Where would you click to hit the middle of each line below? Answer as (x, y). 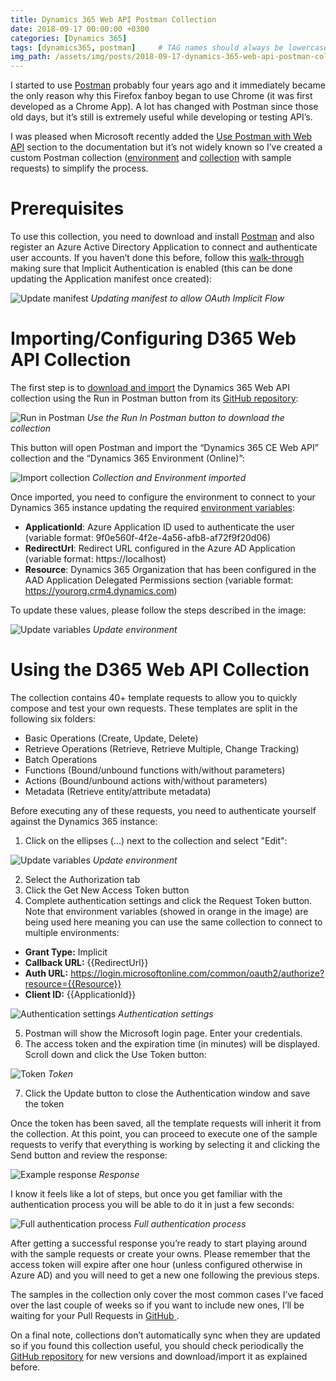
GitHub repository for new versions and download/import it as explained (159, 1356)
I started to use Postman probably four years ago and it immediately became (168, 85)
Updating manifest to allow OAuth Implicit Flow (187, 298)
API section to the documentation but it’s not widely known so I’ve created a (166, 147)
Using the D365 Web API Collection (160, 670)
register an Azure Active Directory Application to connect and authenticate (164, 247)
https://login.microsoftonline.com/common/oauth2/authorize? (197, 973)
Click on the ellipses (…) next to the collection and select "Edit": (156, 840)
